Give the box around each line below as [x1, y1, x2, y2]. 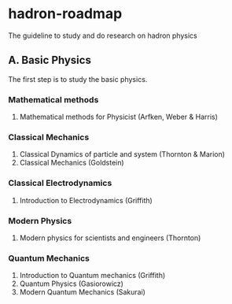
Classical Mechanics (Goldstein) [19, 158, 124, 168]
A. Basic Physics [8, 54, 92, 67]
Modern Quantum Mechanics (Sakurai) [19, 287, 145, 297]
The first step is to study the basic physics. [8, 74, 148, 83]
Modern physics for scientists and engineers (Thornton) [19, 233, 201, 243]
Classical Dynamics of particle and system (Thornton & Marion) [19, 150, 226, 159]
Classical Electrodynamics [8, 178, 112, 189]
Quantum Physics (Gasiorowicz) [19, 279, 124, 288]
